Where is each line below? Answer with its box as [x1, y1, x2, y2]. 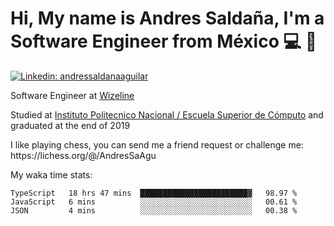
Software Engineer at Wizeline [10, 89, 135, 101]
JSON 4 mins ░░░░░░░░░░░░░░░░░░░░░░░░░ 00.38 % [10, 205, 298, 216]
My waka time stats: [10, 168, 93, 181]
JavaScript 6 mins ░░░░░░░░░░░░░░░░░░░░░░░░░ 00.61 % [10, 197, 298, 207]
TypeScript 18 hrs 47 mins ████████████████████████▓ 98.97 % [10, 188, 298, 198]
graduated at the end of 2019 [10, 119, 131, 131]
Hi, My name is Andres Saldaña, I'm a [10, 7, 325, 30]
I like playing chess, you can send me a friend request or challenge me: [10, 138, 304, 151]
